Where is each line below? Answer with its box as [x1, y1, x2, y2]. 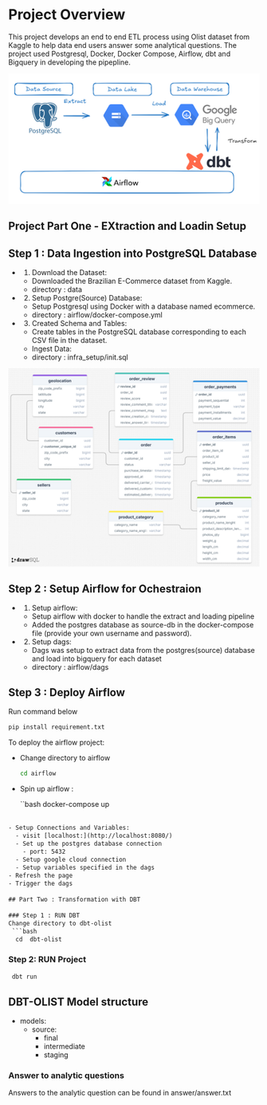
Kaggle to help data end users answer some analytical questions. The [8, 40, 238, 49]
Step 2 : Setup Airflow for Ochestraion [8, 582, 202, 596]
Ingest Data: [31, 344, 72, 353]
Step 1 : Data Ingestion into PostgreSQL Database [8, 246, 257, 260]
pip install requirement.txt [8, 723, 105, 731]
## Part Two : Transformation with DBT [8, 895, 141, 904]
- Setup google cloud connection [15, 855, 127, 864]
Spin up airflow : [19, 784, 74, 794]
